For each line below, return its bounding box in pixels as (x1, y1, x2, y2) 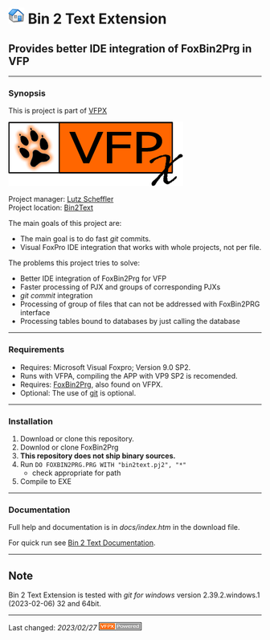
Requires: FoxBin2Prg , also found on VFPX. (19, 379, 163, 389)
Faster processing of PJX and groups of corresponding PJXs (19, 282, 221, 292)
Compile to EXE (19, 476, 72, 486)
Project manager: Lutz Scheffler (8, 195, 114, 204)
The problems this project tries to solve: (8, 258, 141, 268)
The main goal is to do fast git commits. (19, 234, 151, 244)
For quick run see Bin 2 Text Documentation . (8, 538, 156, 548)
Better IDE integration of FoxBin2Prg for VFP (19, 273, 167, 284)
